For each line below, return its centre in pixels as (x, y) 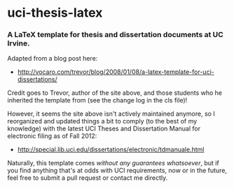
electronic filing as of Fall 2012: (52, 136)
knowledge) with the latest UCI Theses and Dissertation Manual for (104, 129)
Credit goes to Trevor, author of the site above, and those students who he (115, 93)
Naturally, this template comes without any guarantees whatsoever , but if (113, 163)
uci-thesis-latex (55, 13)
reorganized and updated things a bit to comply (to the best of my (102, 121)
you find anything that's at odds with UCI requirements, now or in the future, (117, 171)
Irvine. (19, 43)
